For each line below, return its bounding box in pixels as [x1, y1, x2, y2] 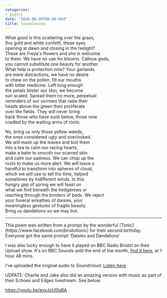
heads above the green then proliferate [5, 103, 85, 109]
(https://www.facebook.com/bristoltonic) [5, 227, 89, 233]
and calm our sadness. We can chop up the [5, 155, 94, 161]
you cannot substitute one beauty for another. [5, 61, 99, 67]
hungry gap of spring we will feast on [5, 182, 82, 188]
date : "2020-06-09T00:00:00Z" [5, 16, 68, 21]
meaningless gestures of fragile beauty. [5, 203, 87, 209]
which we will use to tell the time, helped [5, 171, 88, 177]
